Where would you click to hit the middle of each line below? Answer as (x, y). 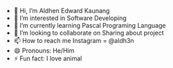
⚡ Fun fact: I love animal (48, 58)
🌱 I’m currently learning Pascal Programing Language (90, 25)
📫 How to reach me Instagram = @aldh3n (74, 41)
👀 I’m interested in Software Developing (70, 18)
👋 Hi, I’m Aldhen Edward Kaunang (62, 11)
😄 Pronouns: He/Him (44, 51)
